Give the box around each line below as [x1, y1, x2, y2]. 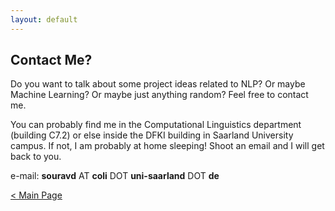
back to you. [10, 151, 62, 163]
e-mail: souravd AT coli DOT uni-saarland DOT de [10, 170, 220, 182]
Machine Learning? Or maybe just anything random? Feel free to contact [10, 89, 309, 101]
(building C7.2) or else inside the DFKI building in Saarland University [10, 129, 294, 141]
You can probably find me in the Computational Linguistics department [10, 119, 302, 131]
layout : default [10, 14, 78, 25]
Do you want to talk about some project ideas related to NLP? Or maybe [10, 78, 306, 90]
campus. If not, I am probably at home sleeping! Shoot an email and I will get [10, 140, 325, 152]
